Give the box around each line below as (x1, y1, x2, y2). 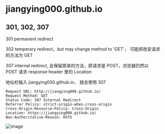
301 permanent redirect (5, 36, 53, 42)
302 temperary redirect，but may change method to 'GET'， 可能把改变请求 (5, 46, 161, 52)
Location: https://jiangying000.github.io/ (5, 110, 97, 115)
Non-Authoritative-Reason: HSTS (5, 115, 72, 120)
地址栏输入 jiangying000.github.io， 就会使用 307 (5, 80, 106, 85)
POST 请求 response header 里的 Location (5, 69, 92, 75)
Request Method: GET (5, 93, 48, 98)
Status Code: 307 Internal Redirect (5, 98, 81, 103)
